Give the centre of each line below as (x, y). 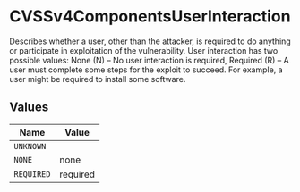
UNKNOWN (30, 146)
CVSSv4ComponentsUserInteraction (150, 17)
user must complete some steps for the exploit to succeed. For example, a (146, 70)
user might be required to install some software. (98, 79)
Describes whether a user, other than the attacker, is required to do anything (150, 41)
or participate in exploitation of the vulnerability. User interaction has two (144, 50)
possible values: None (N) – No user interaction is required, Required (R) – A (149, 60)
